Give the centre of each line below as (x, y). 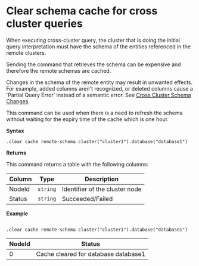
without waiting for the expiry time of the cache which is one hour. (87, 119)
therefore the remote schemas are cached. (59, 70)
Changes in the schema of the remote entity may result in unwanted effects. (99, 82)
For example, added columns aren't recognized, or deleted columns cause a (100, 88)
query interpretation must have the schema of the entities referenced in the (99, 47)
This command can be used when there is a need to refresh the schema (94, 113)
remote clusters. (26, 52)
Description (102, 179)
